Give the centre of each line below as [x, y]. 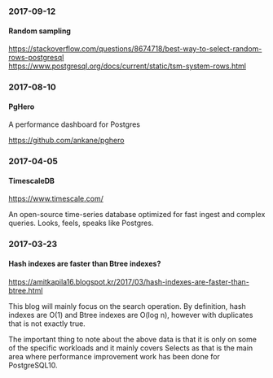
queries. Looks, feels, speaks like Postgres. [81, 223]
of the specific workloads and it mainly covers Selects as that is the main [131, 348]
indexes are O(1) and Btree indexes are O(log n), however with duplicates [131, 315]
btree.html [26, 290]
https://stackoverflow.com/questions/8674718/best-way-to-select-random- [135, 49]
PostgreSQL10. [33, 365]
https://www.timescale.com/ [56, 199]
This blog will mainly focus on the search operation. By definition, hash [127, 306]
